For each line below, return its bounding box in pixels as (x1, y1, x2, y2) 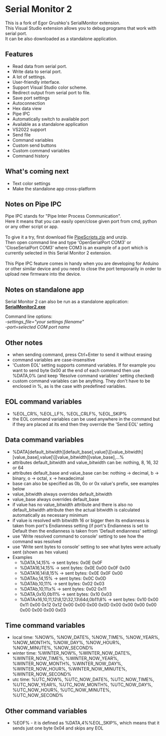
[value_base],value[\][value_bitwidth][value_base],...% (12, 454, 124, 460)
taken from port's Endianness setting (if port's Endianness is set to (12, 522, 149, 529)
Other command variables (5, 707, 88, 715)
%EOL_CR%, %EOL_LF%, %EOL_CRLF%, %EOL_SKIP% (12, 411, 127, 417)
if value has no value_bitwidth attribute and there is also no (12, 501, 133, 507)
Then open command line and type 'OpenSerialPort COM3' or (5, 240, 131, 245)
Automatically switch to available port (12, 116, 89, 122)
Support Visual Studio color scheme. (12, 84, 88, 90)
